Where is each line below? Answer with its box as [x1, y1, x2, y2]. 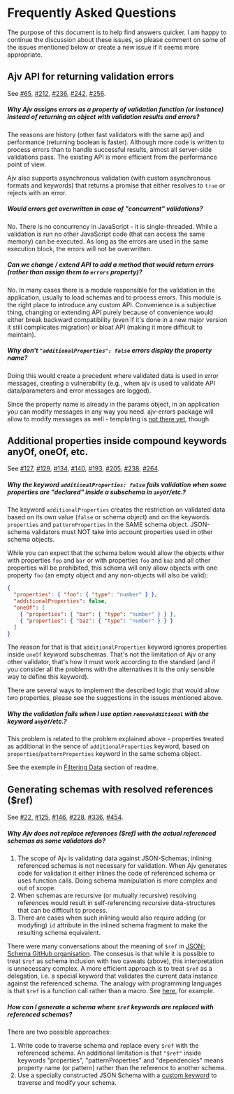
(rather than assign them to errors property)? [7, 268, 143, 276]
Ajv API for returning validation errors [7, 71, 175, 83]
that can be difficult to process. [17, 906, 108, 915]
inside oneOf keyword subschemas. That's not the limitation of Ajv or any [7, 650, 217, 659]
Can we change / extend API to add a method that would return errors [7, 260, 214, 269]
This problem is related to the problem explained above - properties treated [7, 735, 224, 743]
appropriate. [7, 50, 43, 59]
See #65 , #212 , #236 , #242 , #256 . [7, 89, 106, 97]
